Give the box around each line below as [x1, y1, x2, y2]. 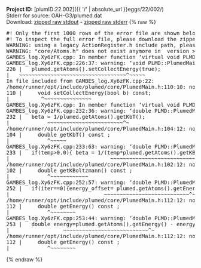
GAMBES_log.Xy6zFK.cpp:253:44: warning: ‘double [6, 215, 151, 221]
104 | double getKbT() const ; [6, 131, 111, 138]
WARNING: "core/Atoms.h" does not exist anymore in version [6, 48, 190, 54]
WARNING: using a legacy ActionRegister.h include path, [6, 42, 177, 48]
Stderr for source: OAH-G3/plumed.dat [6, 12, 102, 19]
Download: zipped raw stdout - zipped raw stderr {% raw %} [6, 19, 157, 25]
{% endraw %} [6, 256, 43, 263]
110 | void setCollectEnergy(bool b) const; [6, 90, 151, 96]
